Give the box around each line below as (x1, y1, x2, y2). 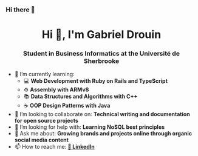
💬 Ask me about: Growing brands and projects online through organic (14, 130, 193, 137)
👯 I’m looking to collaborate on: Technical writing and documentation (14, 111, 191, 118)
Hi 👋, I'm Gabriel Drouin (41, 28, 162, 42)
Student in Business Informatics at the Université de (22, 50, 180, 58)
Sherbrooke (83, 57, 120, 65)
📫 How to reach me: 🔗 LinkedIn (14, 143, 95, 151)
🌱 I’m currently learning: (14, 71, 75, 78)
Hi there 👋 (5, 5, 36, 14)
